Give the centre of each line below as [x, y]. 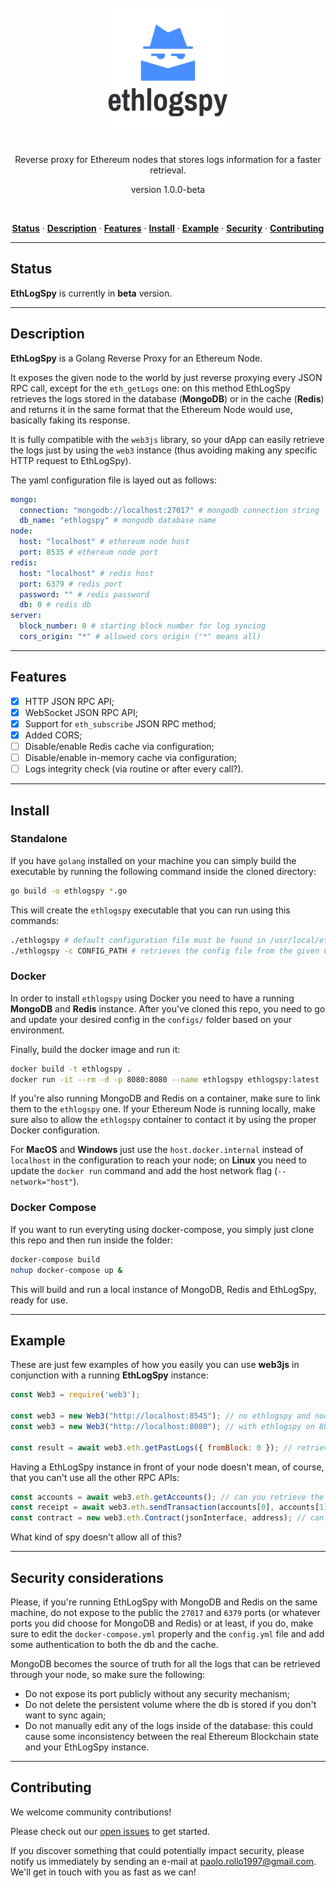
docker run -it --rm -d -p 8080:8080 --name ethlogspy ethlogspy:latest [165, 1079]
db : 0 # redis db [55, 605]
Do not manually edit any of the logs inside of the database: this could [168, 1726]
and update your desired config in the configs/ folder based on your [151, 1019]
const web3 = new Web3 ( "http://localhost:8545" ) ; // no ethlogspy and [160, 1416]
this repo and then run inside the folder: [91, 1240]
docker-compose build [55, 1259]
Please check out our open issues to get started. [110, 1831]
